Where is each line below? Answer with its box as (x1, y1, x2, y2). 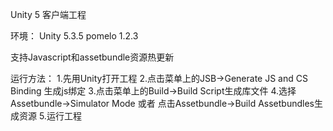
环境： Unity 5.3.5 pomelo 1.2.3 (10, 30, 139, 42)
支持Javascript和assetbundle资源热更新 (10, 51, 175, 63)
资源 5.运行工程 (18, 110, 82, 122)
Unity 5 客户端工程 (10, 9, 87, 20)
